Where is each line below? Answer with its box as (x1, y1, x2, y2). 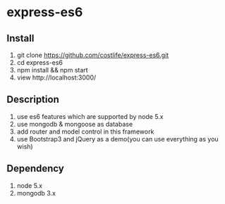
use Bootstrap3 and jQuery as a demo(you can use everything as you (16, 134, 219, 143)
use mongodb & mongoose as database (16, 120, 133, 128)
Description (6, 94, 59, 106)
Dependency (6, 162, 64, 174)
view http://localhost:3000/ (16, 73, 97, 82)
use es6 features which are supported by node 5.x (16, 112, 164, 120)
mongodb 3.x (16, 189, 56, 197)
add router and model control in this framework (16, 127, 154, 136)
